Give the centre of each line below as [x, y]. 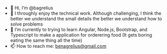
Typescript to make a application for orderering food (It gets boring [81, 35]
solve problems [26, 24]
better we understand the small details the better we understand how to [86, 19]
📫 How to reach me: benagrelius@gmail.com [58, 46]
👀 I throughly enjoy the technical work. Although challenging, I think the [86, 13]
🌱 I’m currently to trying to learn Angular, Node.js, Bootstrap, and [79, 30]
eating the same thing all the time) [46, 40]
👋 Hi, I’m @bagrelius [32, 8]
